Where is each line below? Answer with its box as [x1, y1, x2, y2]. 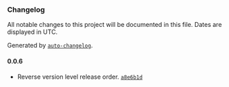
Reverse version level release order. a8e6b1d [17, 72, 143, 81]
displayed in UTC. [7, 28, 58, 36]
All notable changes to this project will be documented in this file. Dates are [7, 21, 223, 29]
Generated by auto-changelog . [7, 41, 93, 50]
